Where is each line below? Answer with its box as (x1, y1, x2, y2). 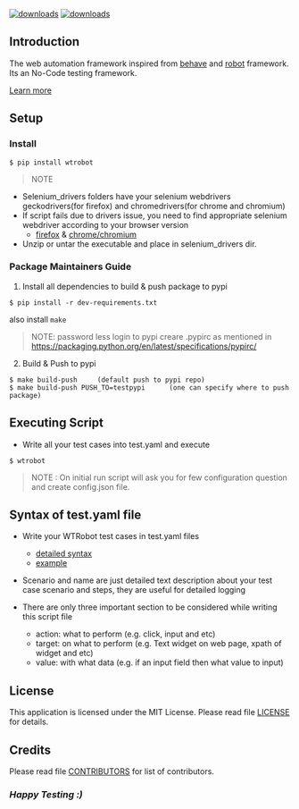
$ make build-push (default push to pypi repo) (9, 375, 205, 384)
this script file (21, 611, 73, 622)
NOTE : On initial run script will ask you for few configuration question (30, 472, 288, 483)
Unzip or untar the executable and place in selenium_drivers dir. (21, 238, 257, 249)
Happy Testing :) (9, 788, 83, 800)
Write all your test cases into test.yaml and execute (21, 439, 211, 450)
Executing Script (9, 416, 104, 431)
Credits (9, 742, 52, 757)
